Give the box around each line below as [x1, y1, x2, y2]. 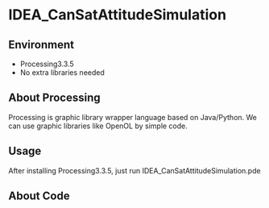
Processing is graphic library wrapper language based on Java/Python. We [8, 112, 258, 122]
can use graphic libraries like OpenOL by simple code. [8, 121, 188, 131]
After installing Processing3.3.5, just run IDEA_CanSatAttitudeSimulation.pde [8, 165, 261, 175]
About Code [8, 189, 70, 203]
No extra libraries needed [19, 68, 105, 77]
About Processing [8, 91, 101, 105]
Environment [8, 38, 75, 52]
